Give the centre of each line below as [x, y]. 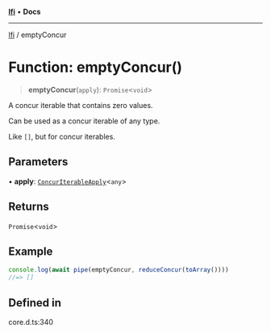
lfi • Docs [25, 12]
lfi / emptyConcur [38, 35]
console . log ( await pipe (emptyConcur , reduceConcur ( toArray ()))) [119, 270]
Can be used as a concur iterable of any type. [84, 121]
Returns [29, 207]
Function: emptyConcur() [96, 67]
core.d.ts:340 [31, 322]
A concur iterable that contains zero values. [81, 105]
